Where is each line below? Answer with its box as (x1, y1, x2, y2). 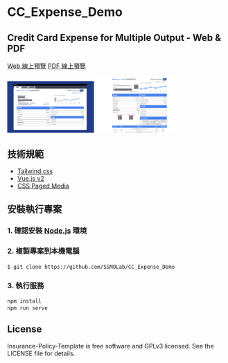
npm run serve (7, 304, 49, 312)
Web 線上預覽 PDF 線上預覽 (7, 62, 86, 70)
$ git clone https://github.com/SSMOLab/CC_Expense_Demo (7, 263, 175, 270)
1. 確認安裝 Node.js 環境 (7, 226, 87, 236)
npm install (7, 297, 42, 305)
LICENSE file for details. (7, 349, 76, 357)
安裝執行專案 (7, 204, 62, 215)
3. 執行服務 (7, 281, 44, 290)
